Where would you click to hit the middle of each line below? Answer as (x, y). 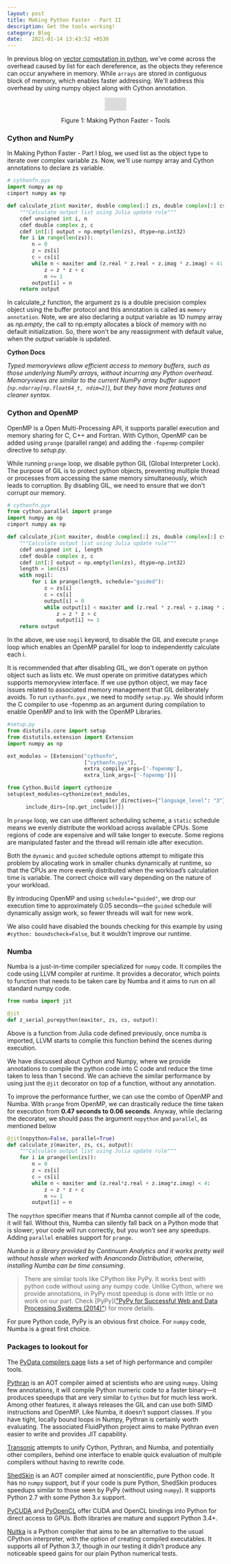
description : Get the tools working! (61, 26)
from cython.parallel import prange (59, 512)
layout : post (26, 13)
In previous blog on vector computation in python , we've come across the (111, 59)
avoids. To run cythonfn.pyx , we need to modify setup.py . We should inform (115, 697)
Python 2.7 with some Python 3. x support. (67, 1497)
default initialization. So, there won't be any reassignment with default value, (115, 332)
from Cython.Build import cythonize (59, 788)
